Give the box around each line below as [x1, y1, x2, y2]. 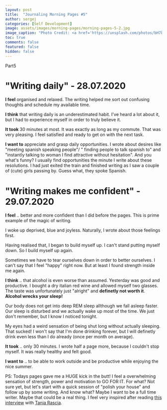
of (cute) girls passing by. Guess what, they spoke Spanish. [5, 168, 127, 174]
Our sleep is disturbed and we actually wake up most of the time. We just [5, 308, 155, 314]
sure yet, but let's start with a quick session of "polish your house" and [5, 384, 150, 390]
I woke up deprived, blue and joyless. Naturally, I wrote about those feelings [5, 227, 161, 233]
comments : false [5, 40, 39, 45]
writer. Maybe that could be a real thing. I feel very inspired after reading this [5, 395, 162, 401]
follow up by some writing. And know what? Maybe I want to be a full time [5, 389, 157, 395]
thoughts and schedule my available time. [5, 102, 90, 108]
